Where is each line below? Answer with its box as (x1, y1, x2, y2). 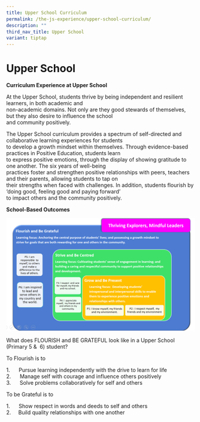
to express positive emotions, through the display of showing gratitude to (6, 156, 187, 164)
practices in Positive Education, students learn (6, 150, 121, 157)
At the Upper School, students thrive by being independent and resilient (6, 93, 183, 100)
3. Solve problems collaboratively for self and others (6, 379, 143, 386)
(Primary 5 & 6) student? (6, 343, 68, 350)
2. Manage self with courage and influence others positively (6, 373, 162, 380)
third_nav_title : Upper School (6, 29, 84, 35)
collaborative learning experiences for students (6, 137, 123, 144)
